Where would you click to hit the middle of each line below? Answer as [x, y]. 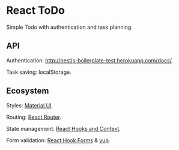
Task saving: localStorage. [39, 72]
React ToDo [35, 10]
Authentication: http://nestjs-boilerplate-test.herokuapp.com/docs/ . [90, 60]
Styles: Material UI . [30, 105]
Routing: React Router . [34, 117]
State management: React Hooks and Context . [64, 128]
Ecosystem [28, 91]
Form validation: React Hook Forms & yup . [58, 140]
